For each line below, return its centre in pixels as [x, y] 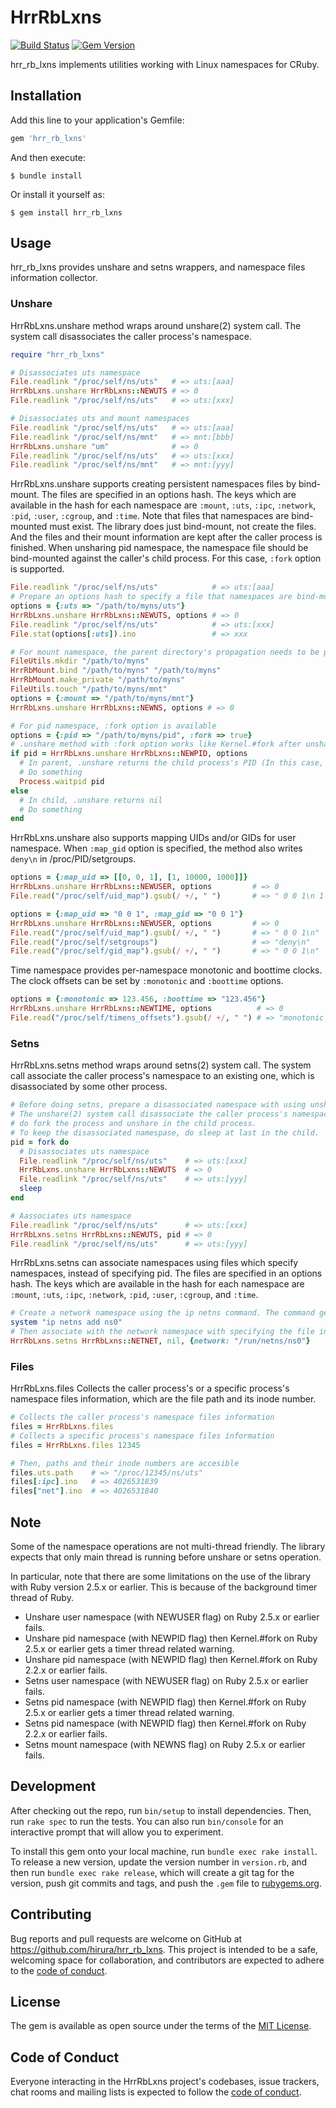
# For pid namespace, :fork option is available [113, 726]
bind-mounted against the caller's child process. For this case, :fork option [166, 558]
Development [53, 1786]
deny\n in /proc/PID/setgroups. [73, 859]
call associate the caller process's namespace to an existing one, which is [162, 1076]
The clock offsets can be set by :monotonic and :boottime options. [147, 981]
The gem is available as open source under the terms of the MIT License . [161, 2026]
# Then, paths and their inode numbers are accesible [125, 1463]
